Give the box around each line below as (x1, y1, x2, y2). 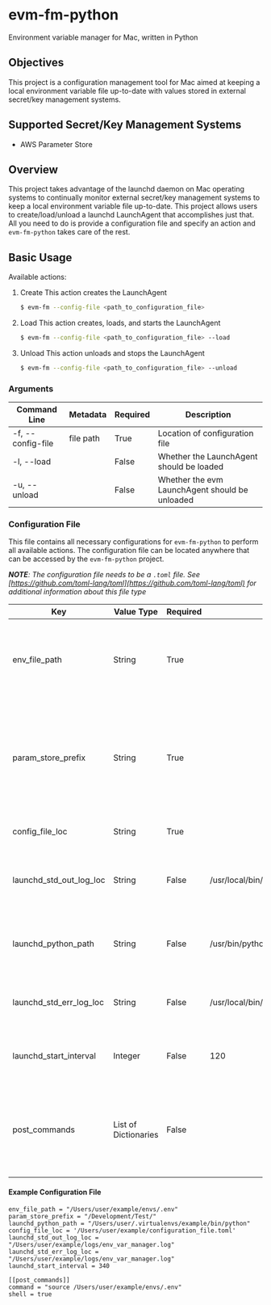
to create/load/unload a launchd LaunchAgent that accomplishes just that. (8, 210, 255, 220)
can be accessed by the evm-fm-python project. (8, 554, 165, 564)
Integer (112, 1050, 141, 1062)
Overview (8, 163, 59, 176)
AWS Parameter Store (19, 139, 93, 149)
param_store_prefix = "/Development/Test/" (8, 1212, 157, 1220)
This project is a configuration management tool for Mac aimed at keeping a (8, 77, 261, 87)
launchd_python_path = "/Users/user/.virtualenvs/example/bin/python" (8, 1219, 251, 1227)
